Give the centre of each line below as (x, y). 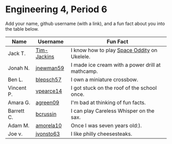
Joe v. (15, 134)
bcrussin (46, 114)
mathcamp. (84, 71)
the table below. (22, 29)
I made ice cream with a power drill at (116, 65)
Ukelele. (81, 56)
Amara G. (19, 102)
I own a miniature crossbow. (105, 79)
